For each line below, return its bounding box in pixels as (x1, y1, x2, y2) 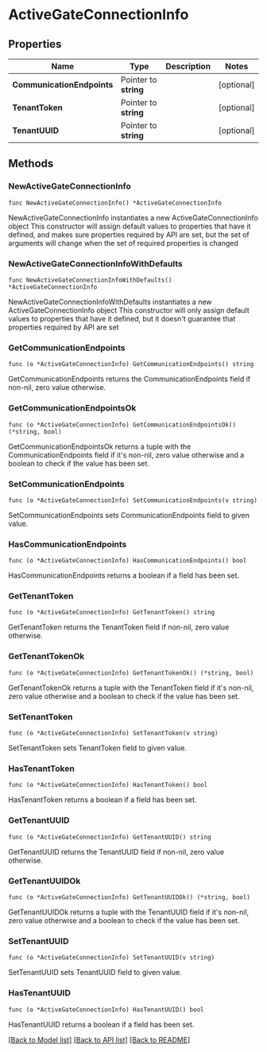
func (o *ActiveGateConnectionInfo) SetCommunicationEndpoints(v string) (8, 496, 258, 505)
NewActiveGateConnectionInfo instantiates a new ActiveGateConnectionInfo (8, 212, 258, 222)
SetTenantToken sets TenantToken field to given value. (8, 743, 187, 753)
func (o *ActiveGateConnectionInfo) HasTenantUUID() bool (8, 1005, 204, 1014)
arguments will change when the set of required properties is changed (8, 238, 238, 247)
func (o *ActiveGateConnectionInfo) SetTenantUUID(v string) (8, 953, 215, 962)
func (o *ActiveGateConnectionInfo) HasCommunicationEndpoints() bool (8, 557, 247, 565)
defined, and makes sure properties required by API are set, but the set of (8, 229, 250, 240)
